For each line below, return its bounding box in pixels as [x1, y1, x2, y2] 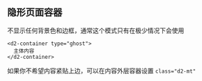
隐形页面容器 [7, 6, 63, 19]
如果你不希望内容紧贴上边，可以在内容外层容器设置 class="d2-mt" [7, 66, 196, 75]
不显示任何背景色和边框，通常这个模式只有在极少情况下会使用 [7, 26, 185, 35]
